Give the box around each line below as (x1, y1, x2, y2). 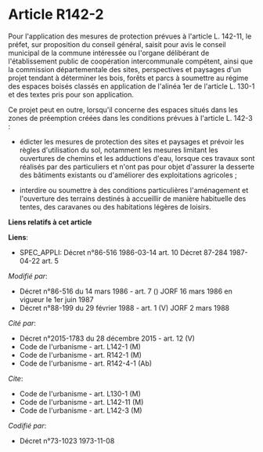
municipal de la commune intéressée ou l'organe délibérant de (8, 48, 210, 57)
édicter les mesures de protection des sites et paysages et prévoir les (19, 137, 244, 146)
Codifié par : (8, 421, 47, 430)
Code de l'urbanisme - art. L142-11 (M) (19, 397, 144, 406)
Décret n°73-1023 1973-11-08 (19, 436, 115, 445)
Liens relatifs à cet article (8, 217, 92, 227)
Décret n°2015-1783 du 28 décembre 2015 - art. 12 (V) (19, 334, 196, 343)
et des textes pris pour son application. (8, 89, 135, 99)
